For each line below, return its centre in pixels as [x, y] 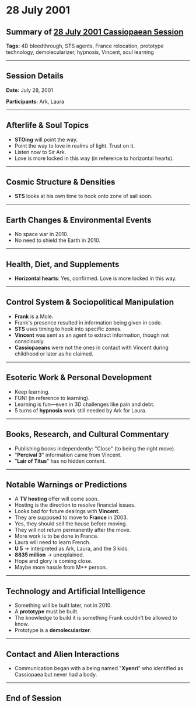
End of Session [34, 699]
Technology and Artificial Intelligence [76, 591]
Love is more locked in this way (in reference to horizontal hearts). [94, 158]
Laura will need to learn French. [52, 542]
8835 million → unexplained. [49, 555]
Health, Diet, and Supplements [63, 264]
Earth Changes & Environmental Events [79, 220]
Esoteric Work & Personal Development [79, 378]
